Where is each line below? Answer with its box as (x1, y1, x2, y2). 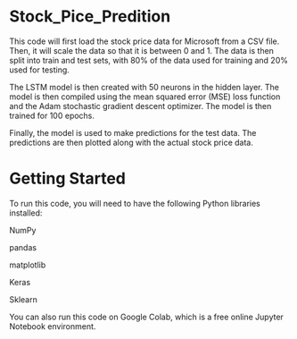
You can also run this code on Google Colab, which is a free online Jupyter (9, 311, 284, 322)
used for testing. (9, 64, 70, 75)
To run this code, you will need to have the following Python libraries (9, 198, 260, 208)
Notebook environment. (9, 320, 96, 332)
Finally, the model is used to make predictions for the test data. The (9, 127, 257, 138)
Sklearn (9, 293, 37, 305)
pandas (9, 242, 37, 252)
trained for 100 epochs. (9, 110, 95, 121)
